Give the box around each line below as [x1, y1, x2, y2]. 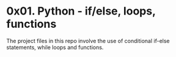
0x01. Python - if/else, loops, [6, 4, 156, 18]
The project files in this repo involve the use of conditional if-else [6, 37, 170, 44]
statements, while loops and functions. [6, 44, 104, 51]
